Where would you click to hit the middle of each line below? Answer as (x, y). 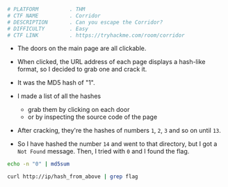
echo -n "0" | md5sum (39, 164)
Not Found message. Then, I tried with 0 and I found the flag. (103, 152)
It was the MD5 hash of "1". (56, 83)
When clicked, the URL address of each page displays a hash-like (111, 62)
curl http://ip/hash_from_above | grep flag (73, 177)
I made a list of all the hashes (59, 96)
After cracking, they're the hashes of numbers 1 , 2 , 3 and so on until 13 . (119, 131)
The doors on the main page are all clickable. (82, 49)
